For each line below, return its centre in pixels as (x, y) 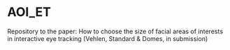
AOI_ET (29, 12)
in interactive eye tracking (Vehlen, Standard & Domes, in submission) (108, 38)
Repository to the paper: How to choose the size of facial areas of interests (115, 31)
